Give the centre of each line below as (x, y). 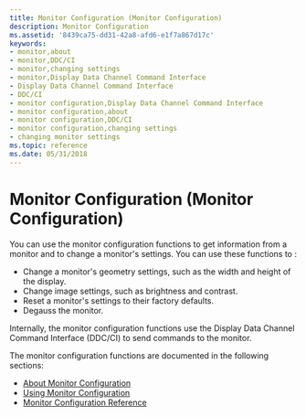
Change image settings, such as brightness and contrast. (130, 291)
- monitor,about (40, 52)
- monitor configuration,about (69, 112)
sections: (26, 365)
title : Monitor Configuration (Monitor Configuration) (116, 18)
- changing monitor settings (65, 137)
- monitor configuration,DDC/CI (71, 120)
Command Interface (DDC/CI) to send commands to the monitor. (131, 337)
